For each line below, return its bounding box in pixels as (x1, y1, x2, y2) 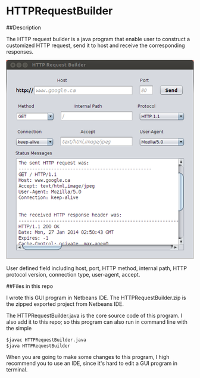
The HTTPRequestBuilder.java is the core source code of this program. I (6, 312, 183, 320)
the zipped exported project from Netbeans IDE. (6, 300, 124, 308)
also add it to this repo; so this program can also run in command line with (6, 318, 187, 326)
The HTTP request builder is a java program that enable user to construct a (6, 35, 190, 42)
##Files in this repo (6, 283, 54, 290)
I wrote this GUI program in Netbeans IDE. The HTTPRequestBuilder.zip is (6, 294, 186, 302)
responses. (6, 48, 34, 55)
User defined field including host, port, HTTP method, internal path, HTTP (6, 265, 187, 272)
